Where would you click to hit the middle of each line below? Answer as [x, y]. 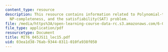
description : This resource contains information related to [70, 14]
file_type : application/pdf [34, 28]
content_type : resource [30, 10]
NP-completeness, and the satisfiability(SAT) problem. [69, 19]
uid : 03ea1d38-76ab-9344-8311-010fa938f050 [51, 42]
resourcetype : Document [30, 33]
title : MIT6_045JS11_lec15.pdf [38, 38]
